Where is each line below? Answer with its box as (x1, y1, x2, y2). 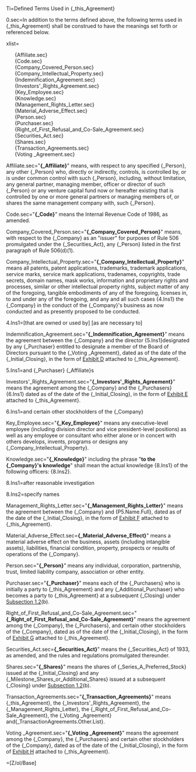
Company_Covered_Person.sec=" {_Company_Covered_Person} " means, (6, 228, 183, 235)
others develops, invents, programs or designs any (6, 438, 128, 445)
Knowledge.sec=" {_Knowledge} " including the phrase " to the (6, 456, 156, 463)
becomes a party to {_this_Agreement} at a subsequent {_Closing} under (6, 592, 181, 599)
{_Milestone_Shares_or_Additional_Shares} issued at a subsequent (6, 675, 166, 683)
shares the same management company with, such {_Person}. (6, 199, 156, 206)
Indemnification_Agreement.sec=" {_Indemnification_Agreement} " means (6, 330, 185, 337)
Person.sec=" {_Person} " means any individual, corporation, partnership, (6, 562, 181, 569)
